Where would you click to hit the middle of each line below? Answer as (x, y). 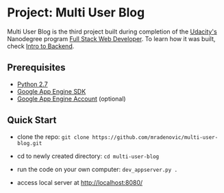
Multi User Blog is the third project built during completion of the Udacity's (112, 31)
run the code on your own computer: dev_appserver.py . (97, 169)
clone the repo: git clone (53, 137)
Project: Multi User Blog (76, 13)
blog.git (29, 143)
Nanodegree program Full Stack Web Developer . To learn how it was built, (111, 38)
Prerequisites (36, 67)
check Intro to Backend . (41, 46)
